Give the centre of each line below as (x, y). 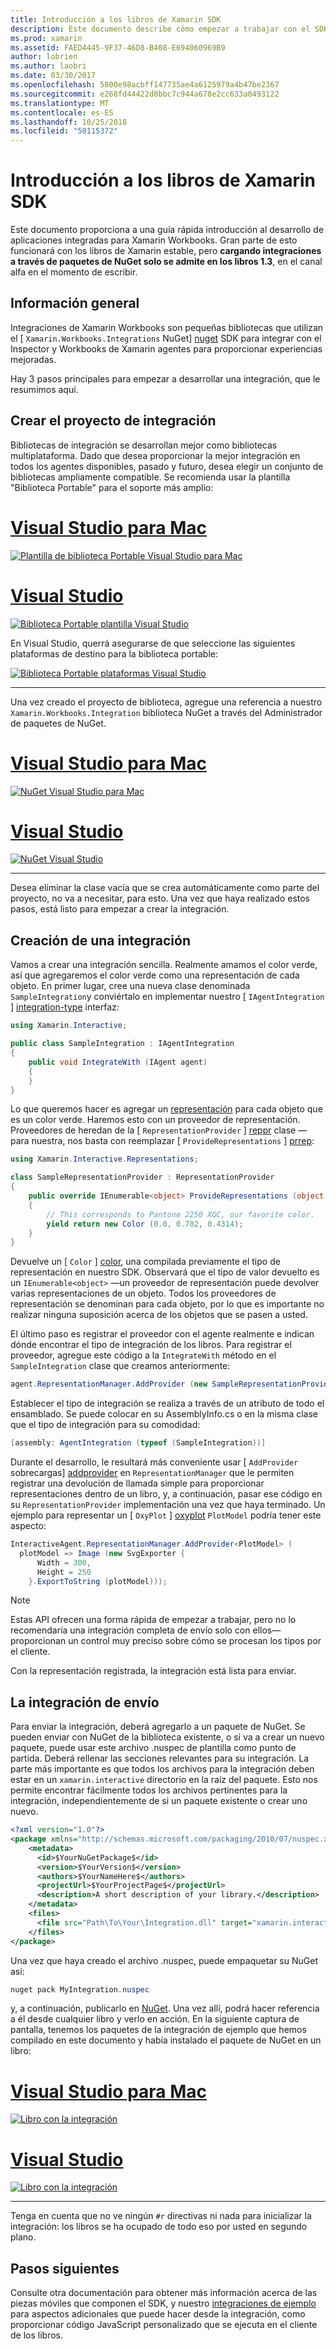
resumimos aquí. (44, 389)
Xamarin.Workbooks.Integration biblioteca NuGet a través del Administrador (166, 712)
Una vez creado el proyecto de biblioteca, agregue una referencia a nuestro (166, 702)
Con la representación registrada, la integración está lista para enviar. (153, 1671)
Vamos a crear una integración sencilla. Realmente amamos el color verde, (164, 965)
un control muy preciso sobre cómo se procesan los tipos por (195, 1641)
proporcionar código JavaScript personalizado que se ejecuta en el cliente (164, 2325)
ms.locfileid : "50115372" (64, 131)
